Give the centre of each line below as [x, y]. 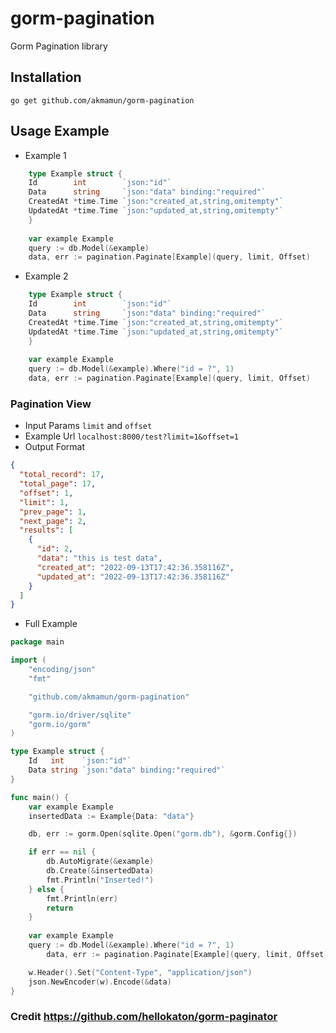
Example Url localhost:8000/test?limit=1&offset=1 [131, 436]
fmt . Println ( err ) [82, 898]
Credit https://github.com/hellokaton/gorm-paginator [144, 1017]
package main [37, 642]
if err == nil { [62, 852]
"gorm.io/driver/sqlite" [80, 715]
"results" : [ [46, 530]
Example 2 [46, 276]
